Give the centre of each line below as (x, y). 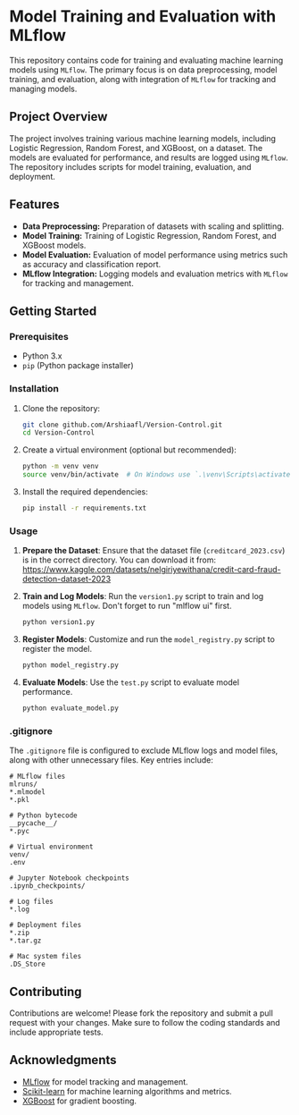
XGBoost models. (54, 245)
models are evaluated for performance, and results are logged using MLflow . (149, 157)
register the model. (57, 649)
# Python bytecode (43, 815)
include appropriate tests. (57, 1032)
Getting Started (53, 311)
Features (34, 204)
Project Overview (58, 117)
